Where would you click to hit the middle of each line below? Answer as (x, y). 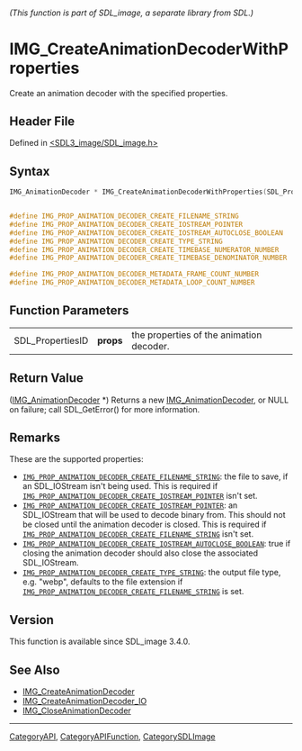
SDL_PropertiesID (51, 340)
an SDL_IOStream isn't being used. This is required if (120, 486)
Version (31, 620)
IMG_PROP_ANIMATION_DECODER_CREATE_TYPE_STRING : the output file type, (151, 573)
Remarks (35, 438)
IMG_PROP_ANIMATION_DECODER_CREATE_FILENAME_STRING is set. (133, 592)
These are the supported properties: (76, 459)
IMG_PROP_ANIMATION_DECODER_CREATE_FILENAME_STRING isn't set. (138, 534)
